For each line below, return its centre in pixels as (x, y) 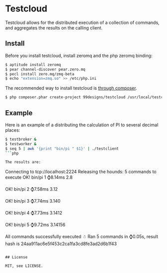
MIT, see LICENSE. (24, 266)
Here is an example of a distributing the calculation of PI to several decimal (82, 125)
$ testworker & (21, 144)
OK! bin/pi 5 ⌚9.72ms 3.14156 (35, 225)
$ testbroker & (21, 139)
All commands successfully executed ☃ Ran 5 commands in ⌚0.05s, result (82, 237)
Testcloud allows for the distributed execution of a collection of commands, (83, 22)
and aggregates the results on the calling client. (54, 27)
